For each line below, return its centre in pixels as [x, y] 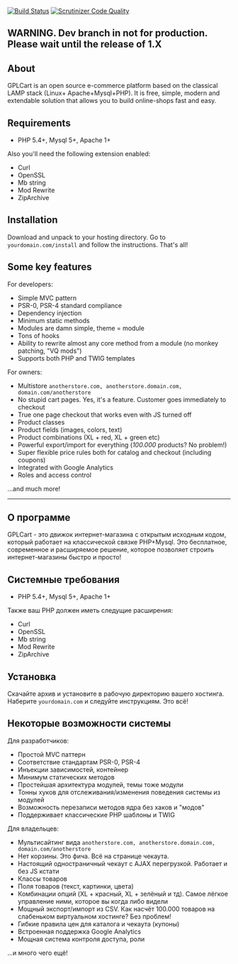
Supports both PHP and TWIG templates [76, 358]
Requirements [39, 123]
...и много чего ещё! [38, 953]
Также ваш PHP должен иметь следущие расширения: [90, 610]
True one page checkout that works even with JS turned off [104, 415]
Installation [33, 220]
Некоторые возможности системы [89, 724]
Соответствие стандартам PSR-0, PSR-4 [79, 762]
